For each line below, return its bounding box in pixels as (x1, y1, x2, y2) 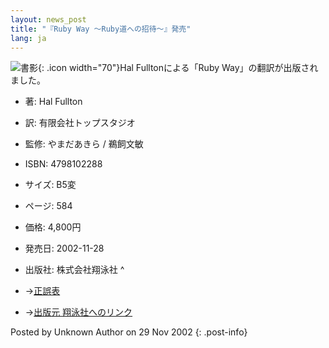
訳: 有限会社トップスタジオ (24, 117, 136, 129)
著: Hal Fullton (24, 96, 83, 108)
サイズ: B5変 (24, 179, 77, 191)
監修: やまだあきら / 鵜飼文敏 (24, 138, 144, 150)
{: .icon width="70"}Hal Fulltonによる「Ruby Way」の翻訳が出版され (38, 62, 319, 74)
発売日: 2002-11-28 (24, 242, 105, 255)
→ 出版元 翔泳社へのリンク (24, 306, 133, 318)
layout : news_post (10, 14, 87, 25)
